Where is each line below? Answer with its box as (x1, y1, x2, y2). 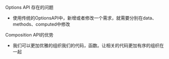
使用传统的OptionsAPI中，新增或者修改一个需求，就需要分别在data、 (12, 15, 157, 21)
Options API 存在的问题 (5, 4, 54, 10)
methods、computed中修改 (12, 21, 71, 27)
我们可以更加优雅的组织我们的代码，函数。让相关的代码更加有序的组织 (12, 42, 160, 48)
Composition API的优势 (5, 32, 54, 37)
